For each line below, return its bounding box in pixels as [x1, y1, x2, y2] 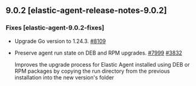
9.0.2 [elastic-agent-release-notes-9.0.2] [5, 5, 167, 16]
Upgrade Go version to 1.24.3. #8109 [14, 37, 106, 45]
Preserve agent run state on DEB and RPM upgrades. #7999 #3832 [14, 49, 183, 56]
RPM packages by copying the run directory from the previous [14, 67, 170, 74]
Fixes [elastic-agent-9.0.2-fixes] [5, 24, 105, 32]
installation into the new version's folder [14, 73, 114, 81]
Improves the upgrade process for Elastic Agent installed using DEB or [14, 61, 190, 68]
